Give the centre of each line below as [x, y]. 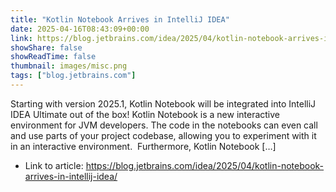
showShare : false [46, 47]
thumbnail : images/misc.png [69, 66]
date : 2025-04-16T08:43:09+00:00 [80, 29]
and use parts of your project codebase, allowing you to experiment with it [163, 135]
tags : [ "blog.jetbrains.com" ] [73, 76]
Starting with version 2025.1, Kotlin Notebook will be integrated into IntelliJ [163, 103]
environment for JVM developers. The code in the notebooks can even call [164, 125]
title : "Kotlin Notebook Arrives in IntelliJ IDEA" [120, 19]
